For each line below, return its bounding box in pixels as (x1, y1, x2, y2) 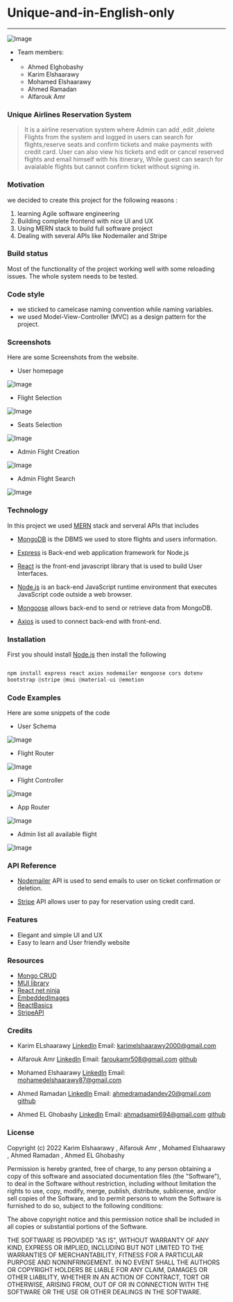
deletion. (17, 884, 43, 893)
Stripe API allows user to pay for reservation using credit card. (17, 897, 196, 906)
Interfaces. (17, 569, 49, 577)
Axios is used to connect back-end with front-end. (17, 617, 162, 625)
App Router (17, 803, 50, 812)
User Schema (17, 722, 57, 730)
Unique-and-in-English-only (7, 5, 175, 21)
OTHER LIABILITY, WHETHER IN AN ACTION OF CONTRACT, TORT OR (7, 1273, 209, 1281)
